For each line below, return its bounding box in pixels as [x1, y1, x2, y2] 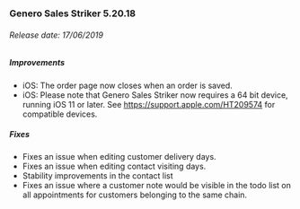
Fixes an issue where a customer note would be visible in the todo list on [22, 180, 292, 191]
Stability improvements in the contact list [22, 170, 173, 181]
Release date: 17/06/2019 [9, 30, 103, 40]
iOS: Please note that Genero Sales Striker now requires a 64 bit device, [22, 89, 289, 100]
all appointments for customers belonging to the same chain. [22, 189, 248, 200]
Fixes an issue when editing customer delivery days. [22, 152, 217, 162]
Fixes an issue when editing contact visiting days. [22, 161, 207, 172]
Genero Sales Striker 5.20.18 [9, 7, 137, 20]
